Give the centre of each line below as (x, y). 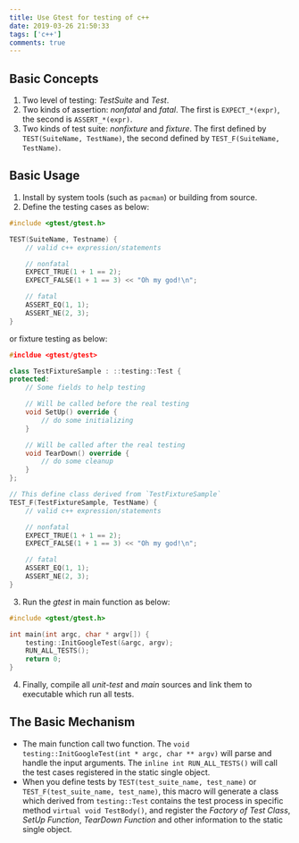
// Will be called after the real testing (105, 445)
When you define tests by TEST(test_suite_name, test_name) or (139, 781)
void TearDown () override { (77, 453)
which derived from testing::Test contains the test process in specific (153, 800)
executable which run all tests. (78, 694)
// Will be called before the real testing (108, 404)
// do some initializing (87, 420)
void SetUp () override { (71, 412)
